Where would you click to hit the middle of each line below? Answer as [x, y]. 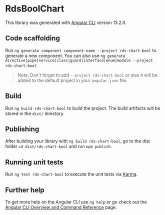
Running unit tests [34, 162]
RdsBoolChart [35, 9]
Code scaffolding [32, 38]
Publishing [22, 129]
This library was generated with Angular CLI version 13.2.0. [66, 22]
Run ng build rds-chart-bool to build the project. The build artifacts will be [83, 108]
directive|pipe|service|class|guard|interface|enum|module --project [79, 60]
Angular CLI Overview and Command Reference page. [61, 207]
